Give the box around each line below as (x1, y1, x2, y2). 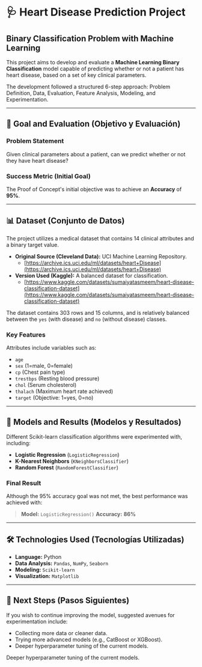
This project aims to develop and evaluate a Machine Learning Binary (6, 59, 180, 65)
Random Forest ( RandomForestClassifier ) (14, 464, 118, 471)
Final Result (6, 479, 41, 487)
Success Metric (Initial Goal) (6, 172, 91, 180)
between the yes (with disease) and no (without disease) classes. (6, 315, 167, 323)
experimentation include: (6, 618, 68, 625)
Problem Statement (6, 137, 64, 145)
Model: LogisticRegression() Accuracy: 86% (20, 511, 136, 518)
